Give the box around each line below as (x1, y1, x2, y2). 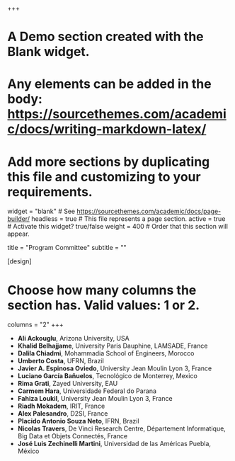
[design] (7, 257, 32, 266)
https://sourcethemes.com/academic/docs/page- (76, 207, 222, 216)
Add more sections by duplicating (7, 154, 210, 170)
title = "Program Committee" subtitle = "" (7, 244, 127, 252)
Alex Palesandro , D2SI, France (17, 409, 108, 418)
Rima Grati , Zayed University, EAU (17, 380, 118, 388)
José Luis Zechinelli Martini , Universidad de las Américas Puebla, (17, 440, 211, 448)
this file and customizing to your (7, 169, 201, 185)
